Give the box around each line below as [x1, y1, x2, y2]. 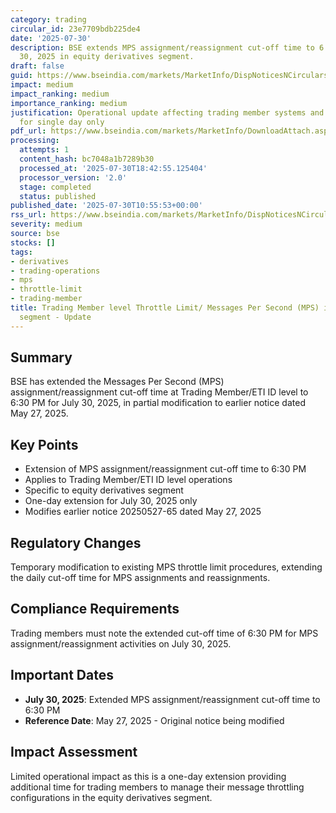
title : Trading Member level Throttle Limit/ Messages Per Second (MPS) [10, 303, 320, 313]
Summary [10, 349, 73, 366]
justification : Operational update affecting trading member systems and [10, 107, 325, 118]
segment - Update [19, 312, 92, 322]
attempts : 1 [19, 145, 70, 155]
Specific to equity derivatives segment [24, 484, 184, 496]
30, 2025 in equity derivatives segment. [19, 52, 195, 62]
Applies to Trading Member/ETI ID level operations [24, 474, 233, 486]
